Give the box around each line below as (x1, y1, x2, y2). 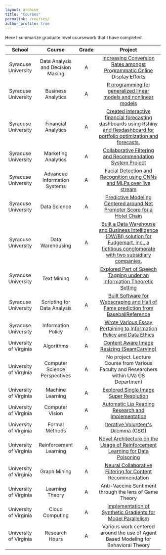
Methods (45, 427, 67, 434)
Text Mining (42, 275, 70, 282)
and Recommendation (103, 153, 154, 160)
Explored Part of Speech (100, 266, 157, 273)
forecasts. (117, 139, 140, 146)
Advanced (43, 170, 68, 177)
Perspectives (41, 372, 71, 379)
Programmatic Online (104, 67, 153, 74)
